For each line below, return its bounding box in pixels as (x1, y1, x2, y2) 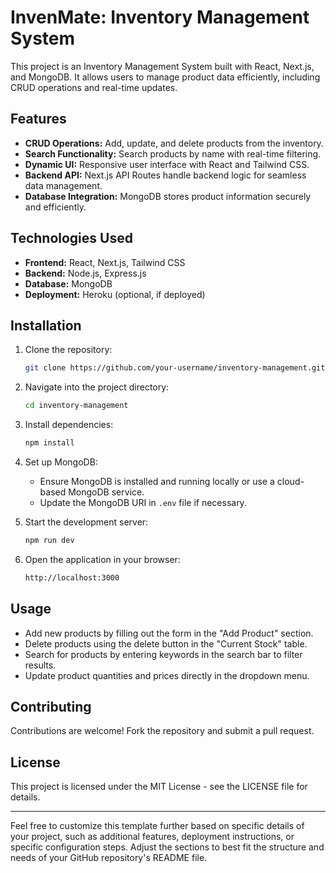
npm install (24, 438, 75, 448)
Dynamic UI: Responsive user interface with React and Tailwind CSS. (24, 158, 310, 170)
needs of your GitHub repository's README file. (10, 852, 208, 864)
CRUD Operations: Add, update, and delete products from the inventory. (24, 137, 324, 149)
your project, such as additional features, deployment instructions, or (10, 831, 295, 843)
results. (24, 659, 57, 671)
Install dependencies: (24, 419, 114, 431)
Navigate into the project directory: (24, 381, 170, 393)
